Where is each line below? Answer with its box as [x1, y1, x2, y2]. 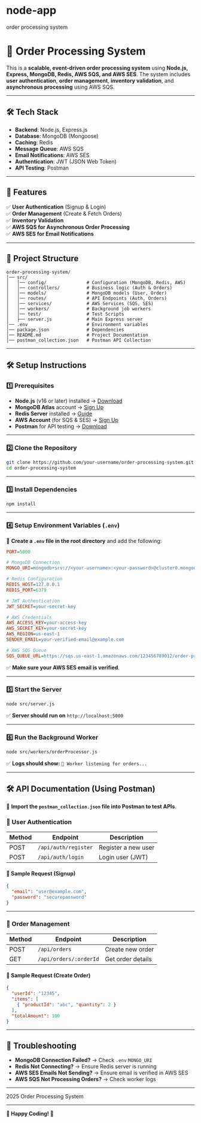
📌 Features [6, 187, 47, 198]
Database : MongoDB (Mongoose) [14, 132, 99, 140]
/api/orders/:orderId [38, 956, 99, 962]
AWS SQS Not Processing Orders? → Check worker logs [14, 1076, 157, 1083]
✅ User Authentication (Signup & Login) [6, 203, 106, 210]
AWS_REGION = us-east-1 [6, 631, 60, 637]
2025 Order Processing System [6, 1093, 84, 1100]
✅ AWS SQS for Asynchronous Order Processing [6, 223, 130, 231]
